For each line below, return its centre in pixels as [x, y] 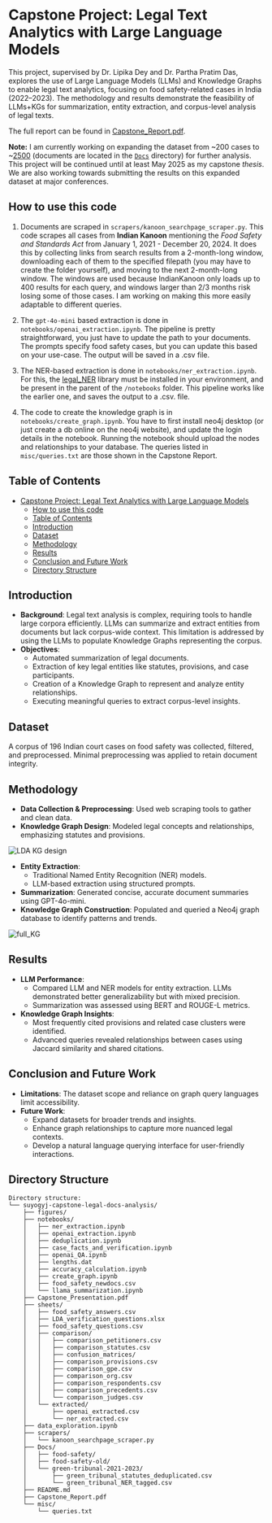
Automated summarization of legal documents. [110, 658]
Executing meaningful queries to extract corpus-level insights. [136, 701]
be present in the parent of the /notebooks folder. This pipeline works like [142, 387]
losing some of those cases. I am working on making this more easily [136, 295]
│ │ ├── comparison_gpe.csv [78, 1369]
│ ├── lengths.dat [58, 1263]
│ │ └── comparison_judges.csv [83, 1398]
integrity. [23, 764]
